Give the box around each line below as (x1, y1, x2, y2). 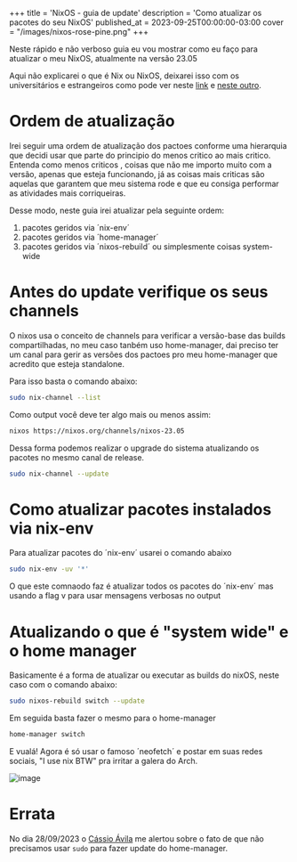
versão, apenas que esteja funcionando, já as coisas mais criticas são (9, 168, 265, 179)
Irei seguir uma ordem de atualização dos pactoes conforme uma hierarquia (9, 140, 287, 150)
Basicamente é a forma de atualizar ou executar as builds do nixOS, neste (9, 670, 280, 680)
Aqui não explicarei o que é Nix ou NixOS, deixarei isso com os (9, 70, 240, 81)
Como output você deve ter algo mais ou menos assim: (9, 409, 212, 419)
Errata (9, 804, 56, 825)
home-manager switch (9, 730, 86, 739)
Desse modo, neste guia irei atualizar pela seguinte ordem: (9, 205, 225, 215)
